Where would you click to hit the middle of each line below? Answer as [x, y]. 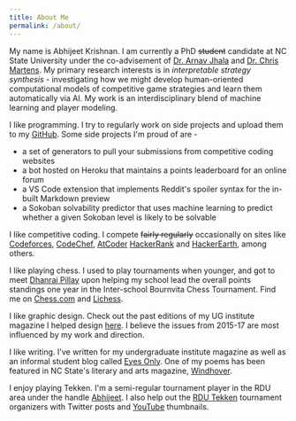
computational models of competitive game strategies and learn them [136, 89]
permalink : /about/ [45, 26]
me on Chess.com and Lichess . [66, 299]
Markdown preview [75, 198]
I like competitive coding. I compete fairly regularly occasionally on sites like [148, 234]
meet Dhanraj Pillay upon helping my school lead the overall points [130, 279]
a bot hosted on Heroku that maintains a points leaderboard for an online [154, 170]
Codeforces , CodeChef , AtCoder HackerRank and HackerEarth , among [138, 244]
